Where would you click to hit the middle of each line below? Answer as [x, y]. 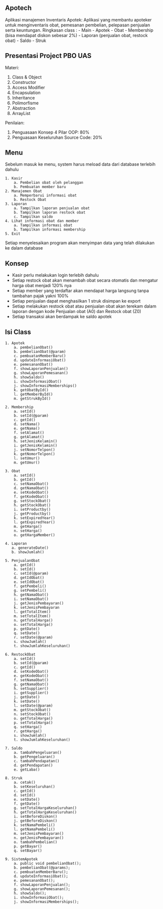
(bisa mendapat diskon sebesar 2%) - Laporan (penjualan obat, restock [76, 35]
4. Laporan [16, 544]
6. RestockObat [20, 655]
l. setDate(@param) [33, 706]
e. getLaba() [27, 770]
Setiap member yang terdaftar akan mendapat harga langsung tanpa [81, 291]
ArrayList [21, 113]
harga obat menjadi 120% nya [42, 286]
